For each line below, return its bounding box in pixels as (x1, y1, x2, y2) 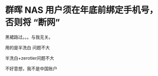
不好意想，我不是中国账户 (5, 65, 57, 72)
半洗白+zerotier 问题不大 (5, 55, 54, 61)
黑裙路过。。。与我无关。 (5, 34, 53, 40)
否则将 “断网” (5, 17, 60, 28)
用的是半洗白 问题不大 (5, 44, 50, 50)
